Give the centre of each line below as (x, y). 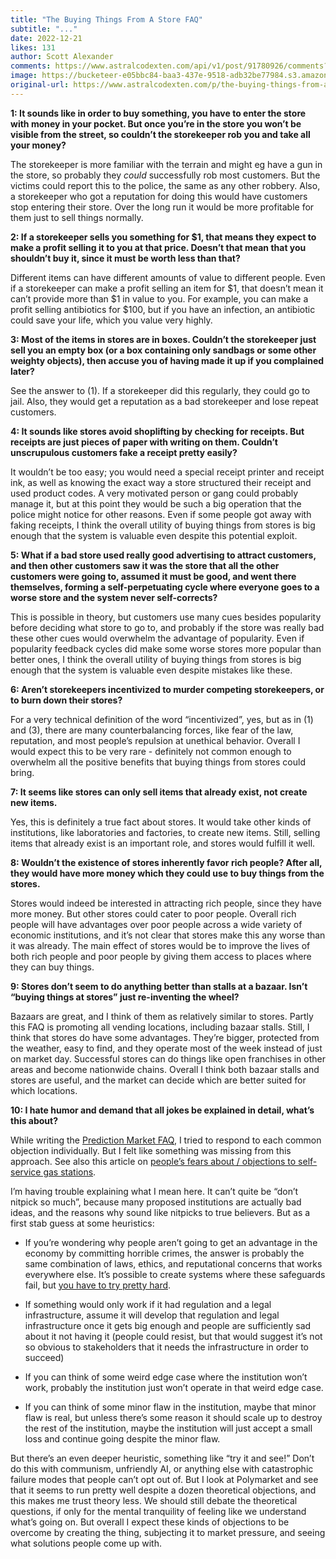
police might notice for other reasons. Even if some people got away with (161, 514)
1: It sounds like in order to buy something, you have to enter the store (158, 113)
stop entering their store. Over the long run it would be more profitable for (162, 207)
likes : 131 (33, 47)
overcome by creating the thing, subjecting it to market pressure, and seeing (168, 1532)
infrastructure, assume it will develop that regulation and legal (152, 1315)
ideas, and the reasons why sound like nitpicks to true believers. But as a (160, 1212)
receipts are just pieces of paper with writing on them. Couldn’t (144, 442)
